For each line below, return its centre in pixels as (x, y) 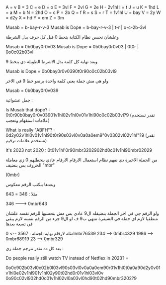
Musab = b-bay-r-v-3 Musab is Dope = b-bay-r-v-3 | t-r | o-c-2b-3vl (76, 27)
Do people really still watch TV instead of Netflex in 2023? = (67, 258)
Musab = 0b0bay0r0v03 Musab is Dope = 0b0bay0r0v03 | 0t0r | (72, 47)
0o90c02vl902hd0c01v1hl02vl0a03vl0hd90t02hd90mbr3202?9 (71, 278)
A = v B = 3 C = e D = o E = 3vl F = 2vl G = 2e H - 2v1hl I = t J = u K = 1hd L (83, 7)
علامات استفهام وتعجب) (28, 120)
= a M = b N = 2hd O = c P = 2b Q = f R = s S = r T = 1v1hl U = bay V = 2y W (83, 12)
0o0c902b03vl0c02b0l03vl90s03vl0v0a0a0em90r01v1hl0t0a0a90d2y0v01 (83, 268)
